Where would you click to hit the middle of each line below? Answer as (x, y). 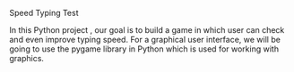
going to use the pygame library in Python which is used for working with (144, 49)
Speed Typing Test (44, 13)
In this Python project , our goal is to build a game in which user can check (147, 30)
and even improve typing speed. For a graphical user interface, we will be (145, 40)
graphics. (27, 58)
